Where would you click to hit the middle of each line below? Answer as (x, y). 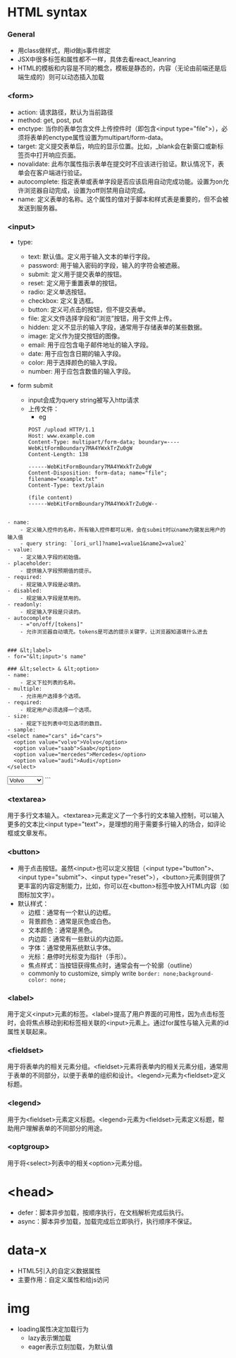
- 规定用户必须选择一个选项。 (57, 710)
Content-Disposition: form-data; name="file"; (98, 473)
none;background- (188, 974)
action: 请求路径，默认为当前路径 (66, 112)
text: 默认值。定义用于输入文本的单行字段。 (91, 257)
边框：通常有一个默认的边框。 (71, 912)
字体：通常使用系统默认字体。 (71, 948)
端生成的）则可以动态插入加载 (61, 77)
